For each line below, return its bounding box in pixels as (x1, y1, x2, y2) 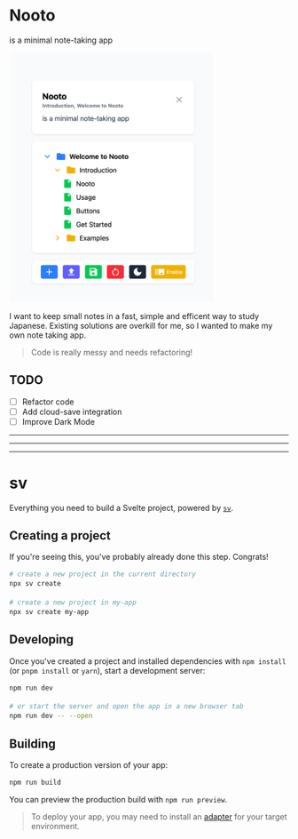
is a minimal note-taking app (9, 35, 114, 45)
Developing (9, 632, 74, 647)
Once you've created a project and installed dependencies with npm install (9, 655, 286, 667)
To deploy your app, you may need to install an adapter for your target (30, 811, 287, 822)
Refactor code (21, 396, 74, 407)
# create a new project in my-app (9, 598, 137, 607)
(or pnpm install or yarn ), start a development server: (9, 665, 206, 675)
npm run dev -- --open (9, 712, 93, 721)
